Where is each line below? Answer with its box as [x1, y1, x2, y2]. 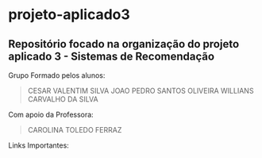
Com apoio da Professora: [8, 110, 94, 119]
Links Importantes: [8, 141, 69, 150]
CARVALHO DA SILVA [27, 94, 98, 104]
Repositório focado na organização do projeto [8, 37, 240, 51]
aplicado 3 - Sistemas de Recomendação [8, 49, 215, 63]
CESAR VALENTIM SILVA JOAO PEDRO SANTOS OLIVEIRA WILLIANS [27, 86, 254, 95]
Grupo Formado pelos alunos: [8, 71, 106, 80]
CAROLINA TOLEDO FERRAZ [27, 125, 122, 134]
